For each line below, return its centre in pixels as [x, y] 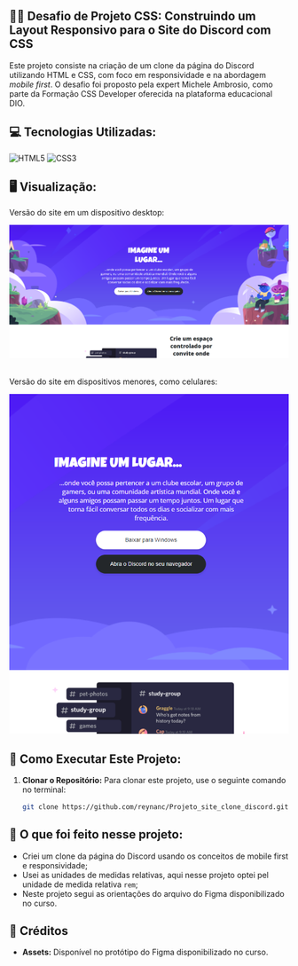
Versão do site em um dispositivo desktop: [87, 213]
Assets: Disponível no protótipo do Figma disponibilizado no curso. [145, 952]
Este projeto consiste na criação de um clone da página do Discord [132, 65]
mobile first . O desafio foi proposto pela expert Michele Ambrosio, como [141, 84]
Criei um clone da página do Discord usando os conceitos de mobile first [155, 856]
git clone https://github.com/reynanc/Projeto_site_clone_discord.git [155, 807]
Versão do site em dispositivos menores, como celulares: [114, 381]
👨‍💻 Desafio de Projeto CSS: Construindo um [133, 16]
